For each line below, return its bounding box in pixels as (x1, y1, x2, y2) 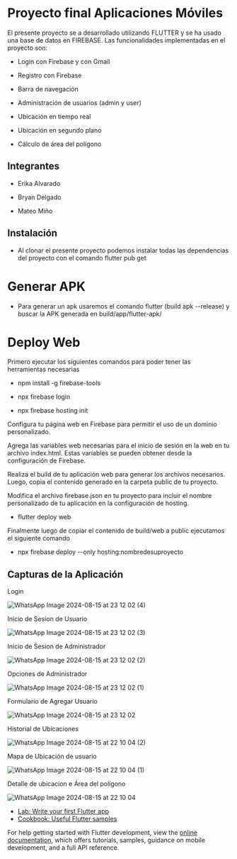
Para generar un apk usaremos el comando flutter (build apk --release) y (17, 301, 230, 310)
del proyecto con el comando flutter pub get (17, 253, 146, 262)
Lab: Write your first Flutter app (17, 807, 110, 816)
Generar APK (7, 278, 86, 294)
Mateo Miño (17, 206, 53, 215)
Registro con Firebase (17, 71, 82, 79)
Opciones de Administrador (7, 670, 88, 678)
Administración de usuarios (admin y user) (17, 98, 141, 107)
